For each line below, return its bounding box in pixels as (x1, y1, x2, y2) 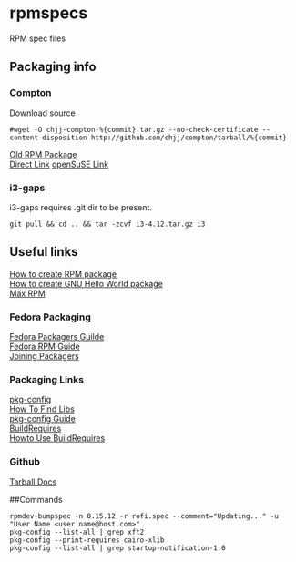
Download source (9, 107, 76, 118)
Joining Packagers (9, 351, 79, 362)
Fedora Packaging (9, 311, 91, 323)
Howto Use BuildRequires (9, 433, 106, 444)
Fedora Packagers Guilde (9, 332, 105, 342)
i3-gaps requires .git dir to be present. (9, 201, 153, 212)
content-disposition (9, 133, 88, 142)
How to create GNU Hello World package (9, 278, 164, 289)
